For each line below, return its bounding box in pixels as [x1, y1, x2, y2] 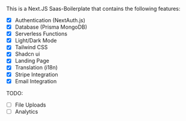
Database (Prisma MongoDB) [14, 23, 88, 31]
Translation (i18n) [14, 64, 58, 71]
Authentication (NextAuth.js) [14, 17, 86, 23]
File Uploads [14, 101, 46, 108]
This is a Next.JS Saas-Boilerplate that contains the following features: [6, 5, 181, 12]
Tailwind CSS [14, 44, 48, 51]
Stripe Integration [14, 71, 58, 78]
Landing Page [14, 57, 50, 65]
